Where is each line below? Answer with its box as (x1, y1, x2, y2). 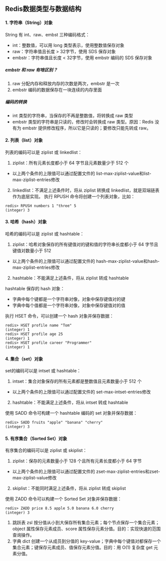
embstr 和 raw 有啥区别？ (5, 67, 58, 73)
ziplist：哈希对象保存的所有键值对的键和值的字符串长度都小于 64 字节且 (12, 241, 159, 247)
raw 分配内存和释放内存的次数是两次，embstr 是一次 (12, 80, 120, 86)
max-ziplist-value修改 (12, 475, 57, 481)
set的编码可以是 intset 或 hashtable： (5, 368, 81, 374)
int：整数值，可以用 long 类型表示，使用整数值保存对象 (12, 42, 125, 48)
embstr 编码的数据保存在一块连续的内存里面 (12, 87, 102, 93)
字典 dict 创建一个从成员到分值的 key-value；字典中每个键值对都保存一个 (12, 538, 161, 544)
